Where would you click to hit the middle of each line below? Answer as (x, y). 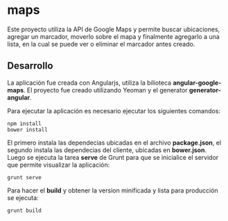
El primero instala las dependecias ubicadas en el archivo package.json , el (114, 142)
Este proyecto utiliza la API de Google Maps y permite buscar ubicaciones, (114, 29)
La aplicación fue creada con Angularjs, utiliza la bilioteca (89, 83)
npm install (24, 124)
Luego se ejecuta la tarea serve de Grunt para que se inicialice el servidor (113, 157)
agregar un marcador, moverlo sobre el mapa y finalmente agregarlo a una (113, 36)
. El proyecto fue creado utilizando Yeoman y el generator (106, 90)
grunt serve (24, 177)
